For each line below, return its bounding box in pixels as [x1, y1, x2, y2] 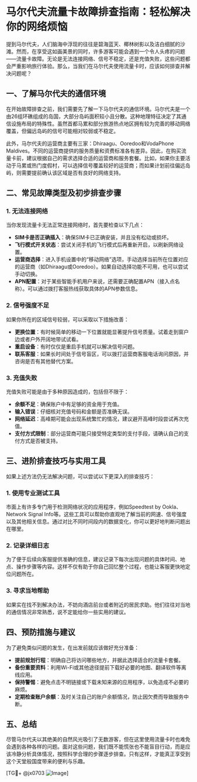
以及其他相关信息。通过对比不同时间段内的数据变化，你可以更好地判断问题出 [6, 518, 191, 525]
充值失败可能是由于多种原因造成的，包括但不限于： [6, 388, 129, 395]
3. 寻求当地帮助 [6, 587, 50, 595]
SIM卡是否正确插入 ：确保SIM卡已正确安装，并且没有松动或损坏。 [14, 234, 172, 241]
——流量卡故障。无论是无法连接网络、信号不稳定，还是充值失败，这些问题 [6, 55, 185, 62]
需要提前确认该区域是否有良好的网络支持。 [21, 169, 124, 176]
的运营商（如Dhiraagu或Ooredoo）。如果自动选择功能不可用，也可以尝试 [14, 263, 189, 270]
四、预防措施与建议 [6, 627, 75, 637]
